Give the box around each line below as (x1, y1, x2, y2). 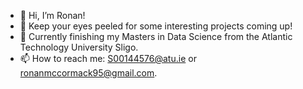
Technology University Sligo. (19, 41, 139, 53)
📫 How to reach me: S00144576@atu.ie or (19, 53, 197, 64)
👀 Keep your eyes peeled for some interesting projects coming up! (19, 20, 293, 32)
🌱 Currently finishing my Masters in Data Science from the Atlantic (19, 31, 293, 42)
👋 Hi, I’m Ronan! (19, 10, 86, 21)
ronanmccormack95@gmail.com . (19, 67, 158, 79)
